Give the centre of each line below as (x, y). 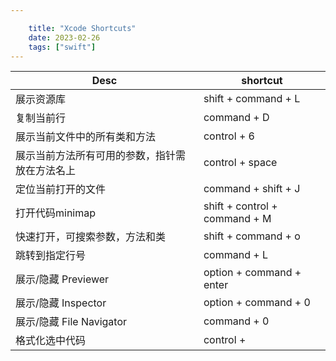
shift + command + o (252, 236)
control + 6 (229, 136)
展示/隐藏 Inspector (61, 303)
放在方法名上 (46, 171)
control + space (240, 163)
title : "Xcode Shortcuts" (82, 28)
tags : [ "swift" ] (62, 47)
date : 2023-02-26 (64, 37)
